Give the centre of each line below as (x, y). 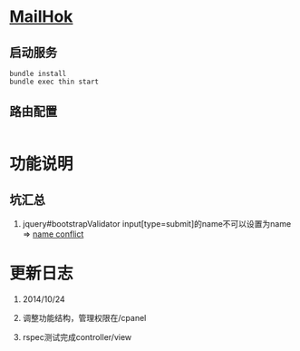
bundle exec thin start (54, 82)
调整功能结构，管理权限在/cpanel (84, 317)
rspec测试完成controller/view (77, 336)
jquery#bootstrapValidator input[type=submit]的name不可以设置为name (157, 223)
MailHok (41, 17)
